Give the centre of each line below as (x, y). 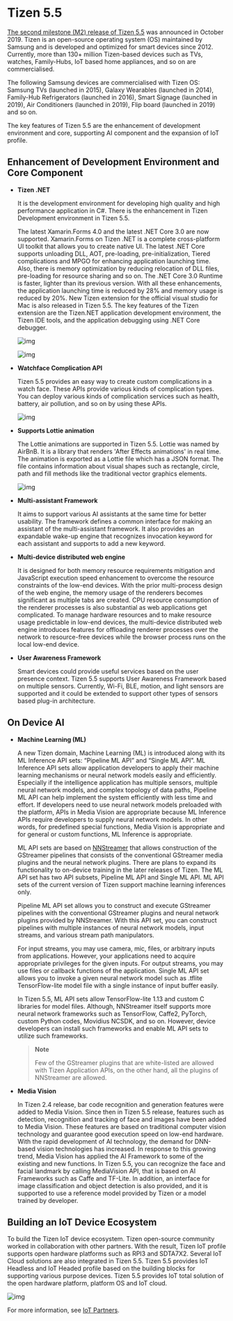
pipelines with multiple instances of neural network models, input (111, 927)
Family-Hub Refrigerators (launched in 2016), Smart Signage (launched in (112, 97)
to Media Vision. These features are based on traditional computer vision (121, 1126)
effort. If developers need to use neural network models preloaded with (120, 804)
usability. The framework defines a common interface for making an (114, 521)
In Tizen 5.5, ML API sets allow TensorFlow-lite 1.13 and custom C (111, 998)
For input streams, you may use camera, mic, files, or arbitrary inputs (116, 948)
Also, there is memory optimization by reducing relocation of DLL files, (118, 268)
